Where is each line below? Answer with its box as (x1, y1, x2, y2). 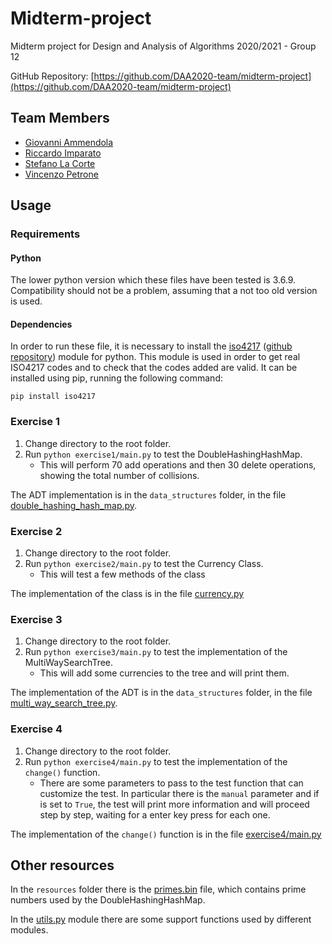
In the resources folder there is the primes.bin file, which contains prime (10, 883, 307, 896)
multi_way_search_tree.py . (10, 697, 118, 709)
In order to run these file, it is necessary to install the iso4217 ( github (10, 340, 293, 352)
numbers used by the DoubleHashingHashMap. (10, 894, 206, 906)
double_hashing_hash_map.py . (10, 499, 138, 511)
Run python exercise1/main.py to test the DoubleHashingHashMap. (24, 448, 303, 460)
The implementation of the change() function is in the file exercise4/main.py (10, 828, 322, 840)
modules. (10, 924, 49, 936)
